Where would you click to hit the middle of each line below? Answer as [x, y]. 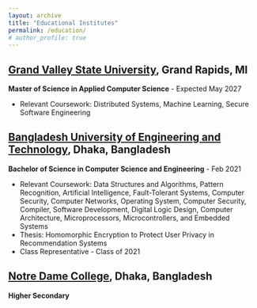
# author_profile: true [47, 38]
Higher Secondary [39, 295]
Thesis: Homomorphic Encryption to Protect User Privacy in [117, 234]
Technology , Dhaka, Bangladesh [90, 150]
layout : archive [35, 15]
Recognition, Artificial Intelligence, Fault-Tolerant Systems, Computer [132, 192]
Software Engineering [55, 112]
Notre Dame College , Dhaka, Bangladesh [110, 277]
